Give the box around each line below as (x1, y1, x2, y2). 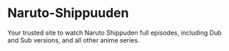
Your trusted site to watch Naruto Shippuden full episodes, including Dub (7, 28, 222, 37)
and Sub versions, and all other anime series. (7, 35, 140, 44)
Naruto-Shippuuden (7, 5, 129, 21)
